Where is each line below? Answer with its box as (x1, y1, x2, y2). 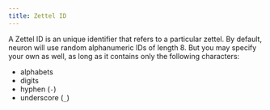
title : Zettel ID (8, 11, 67, 20)
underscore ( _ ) (19, 92, 70, 102)
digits (19, 75, 39, 85)
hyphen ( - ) (19, 84, 57, 94)
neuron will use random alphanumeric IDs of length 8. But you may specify (8, 42, 257, 53)
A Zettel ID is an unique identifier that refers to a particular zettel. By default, (8, 34, 263, 44)
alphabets (19, 66, 54, 77)
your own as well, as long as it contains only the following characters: (8, 51, 240, 61)
